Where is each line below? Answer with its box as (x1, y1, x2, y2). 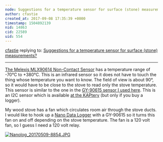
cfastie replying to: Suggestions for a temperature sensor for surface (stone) (5, 47, 158, 53)
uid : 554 (5, 34, 23, 39)
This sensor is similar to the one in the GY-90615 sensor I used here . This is (5, 87, 156, 93)
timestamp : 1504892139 (5, 20, 51, 26)
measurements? (5, 52, 37, 58)
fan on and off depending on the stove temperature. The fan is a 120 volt (5, 117, 150, 123)
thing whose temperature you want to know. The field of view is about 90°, (5, 77, 154, 82)
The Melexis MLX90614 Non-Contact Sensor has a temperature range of (5, 66, 150, 72)
